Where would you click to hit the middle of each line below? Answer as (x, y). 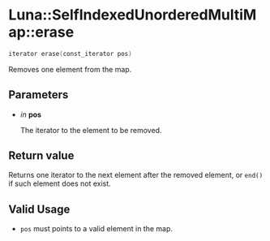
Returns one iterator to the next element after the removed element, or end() (136, 175)
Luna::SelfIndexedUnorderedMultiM (133, 15)
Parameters (39, 95)
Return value (41, 156)
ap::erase (41, 32)
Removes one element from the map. (70, 69)
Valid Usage (39, 209)
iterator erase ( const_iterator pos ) (70, 54)
